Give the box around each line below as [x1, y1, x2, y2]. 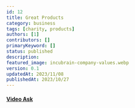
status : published [6, 49, 53, 55]
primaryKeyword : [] [6, 43, 56, 49]
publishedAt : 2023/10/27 [6, 76, 69, 83]
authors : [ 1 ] [6, 32, 40, 38]
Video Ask [6, 95, 33, 103]
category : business [6, 20, 56, 26]
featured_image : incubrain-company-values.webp [6, 59, 130, 66]
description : [6, 54, 40, 60]
